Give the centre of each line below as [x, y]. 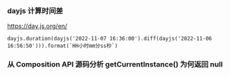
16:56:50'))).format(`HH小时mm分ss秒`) [63, 46]
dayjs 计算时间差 [35, 10]
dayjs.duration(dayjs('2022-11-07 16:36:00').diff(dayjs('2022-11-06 [110, 39]
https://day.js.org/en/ [37, 26]
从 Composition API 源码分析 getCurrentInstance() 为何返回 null [115, 64]
